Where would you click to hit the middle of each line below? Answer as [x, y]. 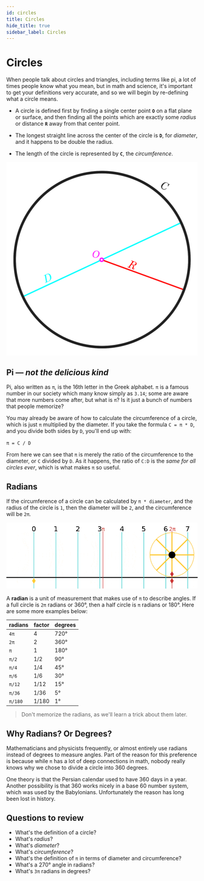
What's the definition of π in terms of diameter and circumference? [98, 858]
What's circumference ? [44, 852]
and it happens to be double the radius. [64, 142]
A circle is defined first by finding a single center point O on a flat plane [104, 111]
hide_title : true [28, 26]
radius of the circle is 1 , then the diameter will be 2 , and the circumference [99, 508]
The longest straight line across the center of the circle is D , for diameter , [106, 135]
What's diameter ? [37, 845]
